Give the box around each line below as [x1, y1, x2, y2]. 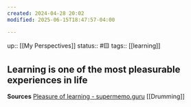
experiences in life [7, 74, 88, 86]
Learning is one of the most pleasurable [7, 63, 181, 75]
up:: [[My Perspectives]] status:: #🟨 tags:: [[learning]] [7, 42, 161, 50]
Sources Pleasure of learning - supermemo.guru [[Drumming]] [7, 93, 186, 101]
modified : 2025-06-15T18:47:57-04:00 [7, 16, 115, 23]
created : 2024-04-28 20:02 [7, 10, 85, 17]
